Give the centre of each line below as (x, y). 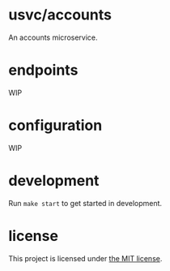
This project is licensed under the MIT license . (85, 258)
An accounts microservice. (53, 37)
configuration (55, 125)
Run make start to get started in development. (85, 203)
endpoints (43, 70)
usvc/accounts (60, 15)
